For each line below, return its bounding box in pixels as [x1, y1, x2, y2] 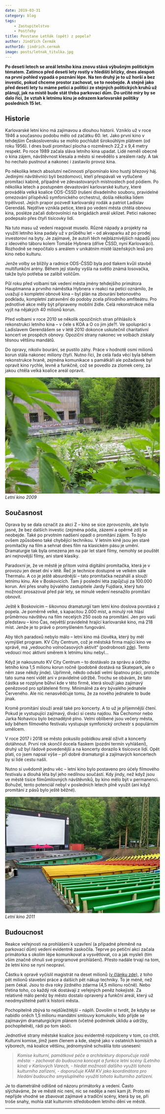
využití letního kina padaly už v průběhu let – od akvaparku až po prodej [5, 230, 151, 236]
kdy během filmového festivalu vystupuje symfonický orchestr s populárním [5, 721, 159, 727]
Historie [5, 115, 30, 123]
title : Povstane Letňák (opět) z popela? [5, 34, 91, 39]
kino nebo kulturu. [5, 251, 42, 257]
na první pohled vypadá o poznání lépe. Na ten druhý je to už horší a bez [5, 74, 155, 80]
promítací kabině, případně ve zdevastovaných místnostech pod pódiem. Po [5, 179, 159, 185]
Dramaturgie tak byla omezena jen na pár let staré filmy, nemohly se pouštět [5, 548, 160, 554]
